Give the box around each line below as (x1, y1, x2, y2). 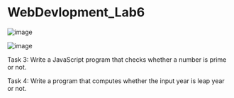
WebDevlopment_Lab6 (7, 4, 145, 21)
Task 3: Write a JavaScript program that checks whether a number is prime (7, 55, 227, 64)
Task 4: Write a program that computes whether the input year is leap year (7, 76, 225, 85)
